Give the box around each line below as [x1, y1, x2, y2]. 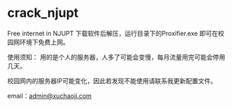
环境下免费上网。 [19, 37, 69, 46]
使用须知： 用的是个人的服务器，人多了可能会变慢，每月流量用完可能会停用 [7, 53, 226, 61]
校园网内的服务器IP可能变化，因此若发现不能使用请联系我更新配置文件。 [7, 76, 217, 85]
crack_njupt [7, 5, 79, 21]
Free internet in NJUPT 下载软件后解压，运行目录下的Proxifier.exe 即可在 [7, 29, 219, 37]
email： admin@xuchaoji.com [7, 92, 92, 100]
